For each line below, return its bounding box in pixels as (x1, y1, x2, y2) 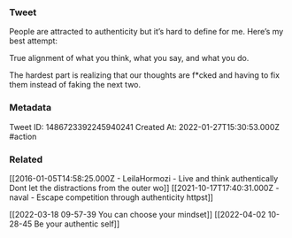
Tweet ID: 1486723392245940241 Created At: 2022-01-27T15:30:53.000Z (9, 121, 280, 132)
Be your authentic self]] (34, 219, 120, 229)
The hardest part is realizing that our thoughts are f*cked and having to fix (9, 70, 280, 81)
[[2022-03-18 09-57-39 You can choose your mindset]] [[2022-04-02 (9, 209, 266, 219)
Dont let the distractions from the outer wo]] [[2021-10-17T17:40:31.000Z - (9, 182, 280, 193)
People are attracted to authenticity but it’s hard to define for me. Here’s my (9, 27, 284, 37)
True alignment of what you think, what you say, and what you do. (9, 53, 250, 64)
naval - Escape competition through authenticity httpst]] (9, 192, 214, 203)
